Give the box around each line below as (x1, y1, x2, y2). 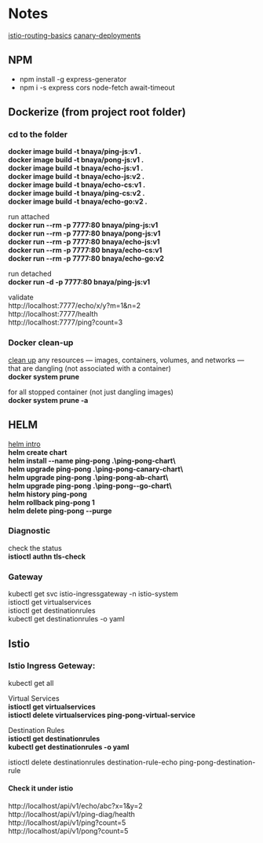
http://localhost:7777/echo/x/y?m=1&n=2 (8, 301, 141, 310)
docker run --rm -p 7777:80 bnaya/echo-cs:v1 (8, 245, 163, 255)
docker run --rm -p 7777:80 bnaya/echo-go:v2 (8, 254, 165, 263)
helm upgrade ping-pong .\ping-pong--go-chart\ (8, 481, 172, 490)
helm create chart (8, 447, 68, 456)
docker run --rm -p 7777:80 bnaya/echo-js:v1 (8, 237, 160, 247)
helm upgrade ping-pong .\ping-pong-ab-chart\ (8, 472, 169, 482)
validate (8, 292, 34, 302)
